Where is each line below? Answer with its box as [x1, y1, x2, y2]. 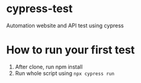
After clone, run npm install [15, 63, 83, 70]
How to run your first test [6, 43, 135, 57]
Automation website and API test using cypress [6, 22, 124, 29]
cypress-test [6, 2, 73, 16]
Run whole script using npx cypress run [15, 69, 115, 77]
